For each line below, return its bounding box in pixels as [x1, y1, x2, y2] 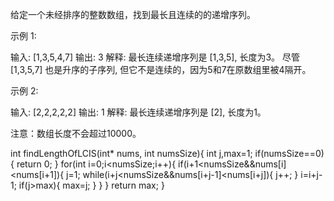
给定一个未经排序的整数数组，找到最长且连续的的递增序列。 [10, 9, 256, 20]
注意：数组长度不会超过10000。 [10, 128, 142, 139]
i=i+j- [300, 169, 323, 180]
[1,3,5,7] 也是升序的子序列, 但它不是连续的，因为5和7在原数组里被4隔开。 [10, 64, 312, 75]
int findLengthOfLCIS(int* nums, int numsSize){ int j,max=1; [10, 148, 253, 159]
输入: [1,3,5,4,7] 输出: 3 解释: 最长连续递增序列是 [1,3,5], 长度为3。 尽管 [10, 51, 300, 63]
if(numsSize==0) [254, 148, 325, 159]
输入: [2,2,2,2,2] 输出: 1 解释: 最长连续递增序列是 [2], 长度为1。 [10, 106, 267, 118]
